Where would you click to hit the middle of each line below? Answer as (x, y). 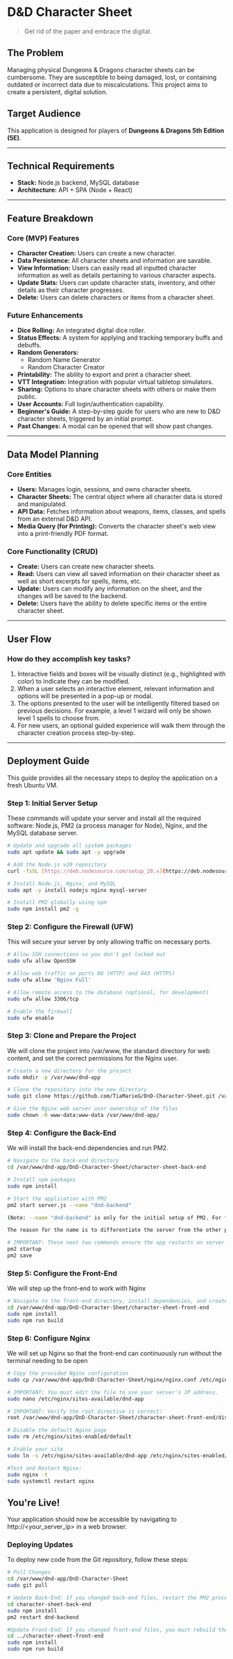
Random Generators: (48, 353)
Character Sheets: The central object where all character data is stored (120, 497)
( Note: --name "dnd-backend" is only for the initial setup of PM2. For (114, 1217)
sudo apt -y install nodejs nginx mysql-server (77, 890)
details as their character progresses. (71, 290)
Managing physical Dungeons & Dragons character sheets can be (101, 69)
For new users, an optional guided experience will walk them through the (121, 726)
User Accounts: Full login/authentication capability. (91, 404)
